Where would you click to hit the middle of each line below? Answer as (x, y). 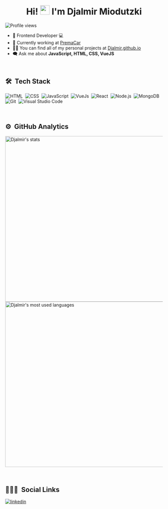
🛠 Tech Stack (28, 82)
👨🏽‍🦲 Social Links (32, 490)
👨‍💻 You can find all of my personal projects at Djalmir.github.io (76, 48)
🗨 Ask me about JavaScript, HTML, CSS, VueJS (63, 53)
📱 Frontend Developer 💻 (38, 35)
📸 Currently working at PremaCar (46, 42)
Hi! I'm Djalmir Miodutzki (84, 12)
